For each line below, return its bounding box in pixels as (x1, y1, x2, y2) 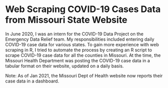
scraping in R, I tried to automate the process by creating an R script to (5, 47, 152, 53)
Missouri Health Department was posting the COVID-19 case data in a (5, 57, 150, 63)
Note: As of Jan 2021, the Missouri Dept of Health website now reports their (5, 72, 163, 78)
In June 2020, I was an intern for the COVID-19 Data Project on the (5, 31, 144, 37)
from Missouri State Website (5, 14, 128, 26)
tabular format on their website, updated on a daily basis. (5, 63, 124, 69)
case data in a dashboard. (5, 78, 60, 84)
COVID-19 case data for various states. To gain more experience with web (5, 41, 159, 47)
